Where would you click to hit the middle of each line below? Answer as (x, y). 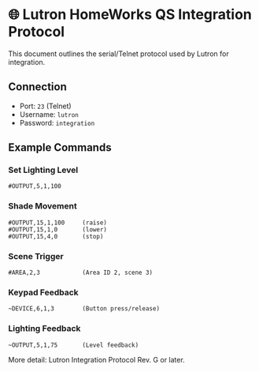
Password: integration (57, 122)
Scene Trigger (36, 256)
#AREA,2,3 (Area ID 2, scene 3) (81, 273)
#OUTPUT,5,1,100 (35, 186)
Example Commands (60, 148)
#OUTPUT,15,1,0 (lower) (58, 229)
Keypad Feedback (43, 292)
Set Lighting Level (43, 170)
